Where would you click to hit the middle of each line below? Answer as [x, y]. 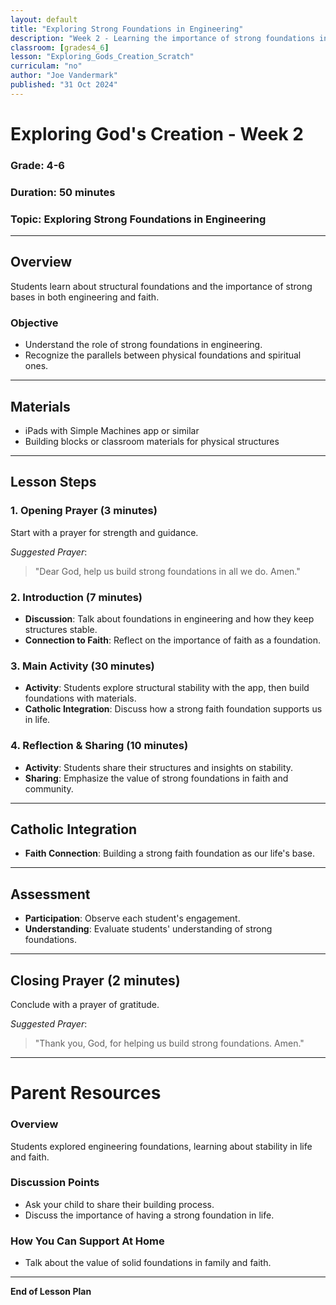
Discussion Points [55, 1183]
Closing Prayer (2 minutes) [95, 980]
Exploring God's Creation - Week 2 [157, 133]
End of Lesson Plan [51, 1292]
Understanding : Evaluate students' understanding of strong [148, 929]
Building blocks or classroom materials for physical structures [152, 441]
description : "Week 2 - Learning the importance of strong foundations [162, 38]
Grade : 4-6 [37, 165]
